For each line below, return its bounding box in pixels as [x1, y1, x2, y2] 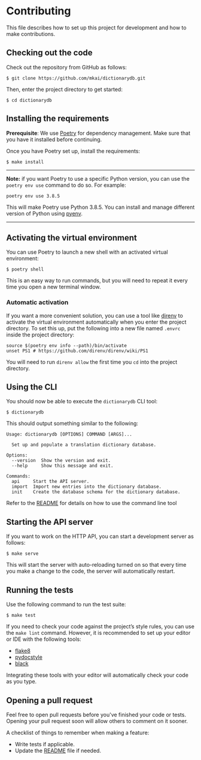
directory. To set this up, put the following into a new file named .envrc [6, 324, 181, 332]
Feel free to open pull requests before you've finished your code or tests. [6, 711, 187, 718]
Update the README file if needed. [14, 747, 102, 754]
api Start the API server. [11, 479, 90, 485]
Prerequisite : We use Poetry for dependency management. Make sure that [6, 129, 191, 136]
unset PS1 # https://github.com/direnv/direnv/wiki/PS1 [6, 348, 148, 354]
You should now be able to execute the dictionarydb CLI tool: [6, 398, 157, 405]
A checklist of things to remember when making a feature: [6, 729, 150, 736]
